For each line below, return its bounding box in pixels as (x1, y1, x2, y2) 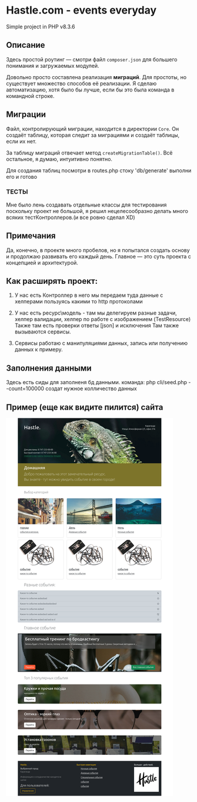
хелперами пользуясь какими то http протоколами (14, 298, 143, 305)
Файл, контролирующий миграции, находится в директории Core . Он (6, 125, 179, 132)
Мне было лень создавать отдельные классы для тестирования (6, 201, 167, 208)
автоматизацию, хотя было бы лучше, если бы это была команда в (6, 86, 175, 93)
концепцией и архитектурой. (6, 259, 78, 266)
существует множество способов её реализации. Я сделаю (6, 80, 157, 87)
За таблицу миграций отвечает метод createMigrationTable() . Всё (6, 149, 173, 156)
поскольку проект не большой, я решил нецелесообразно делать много (6, 207, 188, 214)
